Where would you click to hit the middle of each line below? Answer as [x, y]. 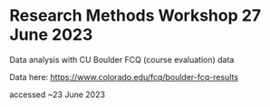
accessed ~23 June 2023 [58, 94]
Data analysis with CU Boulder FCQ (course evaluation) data [122, 59]
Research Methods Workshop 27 [135, 16]
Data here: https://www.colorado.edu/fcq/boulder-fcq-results [124, 76]
